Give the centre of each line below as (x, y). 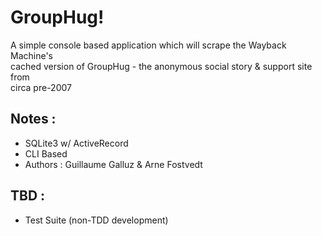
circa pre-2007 (41, 87)
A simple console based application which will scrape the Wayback (148, 45)
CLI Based (46, 153)
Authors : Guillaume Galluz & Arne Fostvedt (113, 164)
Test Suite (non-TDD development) (96, 220)
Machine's (31, 55)
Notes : (33, 119)
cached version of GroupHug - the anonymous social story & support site (161, 66)
